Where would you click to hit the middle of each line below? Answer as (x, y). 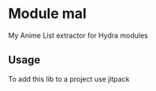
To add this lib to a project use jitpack (69, 78)
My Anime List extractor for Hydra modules (78, 35)
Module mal (47, 14)
